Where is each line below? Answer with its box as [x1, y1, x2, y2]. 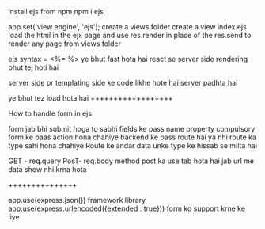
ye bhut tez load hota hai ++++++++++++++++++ [8, 94, 174, 102]
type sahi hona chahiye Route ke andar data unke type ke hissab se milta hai [8, 141, 258, 150]
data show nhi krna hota [8, 165, 87, 174]
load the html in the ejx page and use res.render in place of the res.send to [8, 31, 252, 40]
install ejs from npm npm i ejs [8, 7, 104, 16]
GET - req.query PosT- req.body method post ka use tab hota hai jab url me [8, 156, 255, 166]
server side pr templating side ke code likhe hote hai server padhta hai [8, 78, 238, 87]
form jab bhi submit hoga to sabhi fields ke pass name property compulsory [8, 124, 256, 133]
